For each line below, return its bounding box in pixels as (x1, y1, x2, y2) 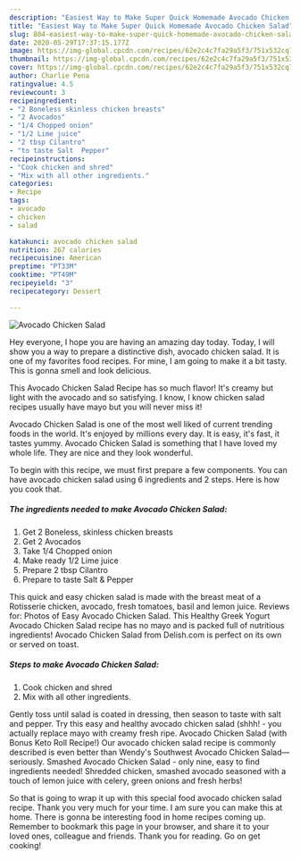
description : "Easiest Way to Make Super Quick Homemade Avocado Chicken (9, 13, 290, 22)
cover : (9, 63, 34, 72)
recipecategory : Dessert (9, 287, 102, 296)
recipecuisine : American (9, 254, 102, 263)
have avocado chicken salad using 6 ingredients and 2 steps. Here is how (9, 474, 280, 485)
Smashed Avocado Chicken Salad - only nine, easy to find (46, 756, 261, 767)
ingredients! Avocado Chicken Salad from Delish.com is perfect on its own (9, 629, 282, 640)
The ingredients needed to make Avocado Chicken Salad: (9, 504, 228, 515)
